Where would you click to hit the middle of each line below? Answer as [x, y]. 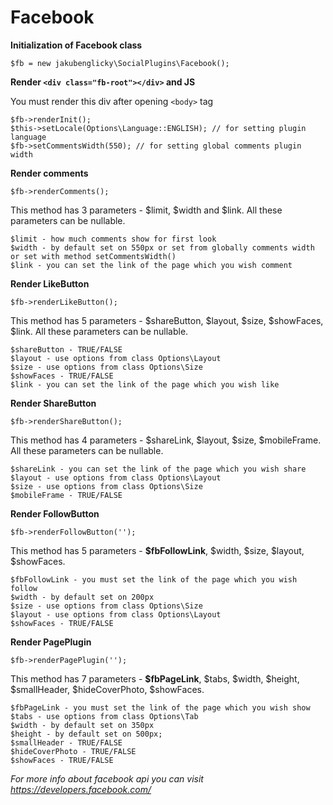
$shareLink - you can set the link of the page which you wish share [158, 469]
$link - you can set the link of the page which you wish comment [151, 265]
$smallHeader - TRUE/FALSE [66, 742]
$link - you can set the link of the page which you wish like [145, 384]
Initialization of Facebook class [76, 45]
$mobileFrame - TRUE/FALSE [66, 495]
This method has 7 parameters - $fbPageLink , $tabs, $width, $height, [155, 678]
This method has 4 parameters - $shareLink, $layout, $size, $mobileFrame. [166, 440]
